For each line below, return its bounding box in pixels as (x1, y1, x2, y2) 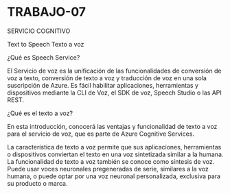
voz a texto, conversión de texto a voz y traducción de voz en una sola (7, 73, 207, 82)
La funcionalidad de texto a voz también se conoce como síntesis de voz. (7, 157, 215, 165)
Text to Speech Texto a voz (7, 40, 84, 48)
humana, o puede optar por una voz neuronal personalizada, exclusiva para (7, 172, 221, 180)
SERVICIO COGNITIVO (7, 27, 71, 35)
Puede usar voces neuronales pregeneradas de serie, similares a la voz (7, 165, 209, 173)
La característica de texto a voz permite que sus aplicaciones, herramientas (7, 143, 222, 151)
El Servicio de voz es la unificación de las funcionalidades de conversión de (7, 66, 222, 75)
